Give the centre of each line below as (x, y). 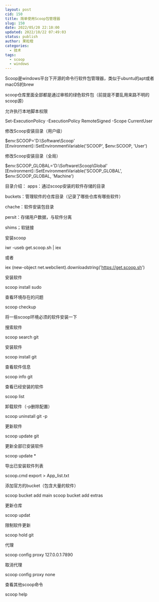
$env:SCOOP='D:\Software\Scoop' (40, 141)
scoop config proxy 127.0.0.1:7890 (39, 555)
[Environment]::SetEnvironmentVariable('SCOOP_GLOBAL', (64, 171)
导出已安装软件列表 (24, 466)
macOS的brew (19, 85)
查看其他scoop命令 (24, 584)
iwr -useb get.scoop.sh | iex (33, 248)
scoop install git (21, 357)
